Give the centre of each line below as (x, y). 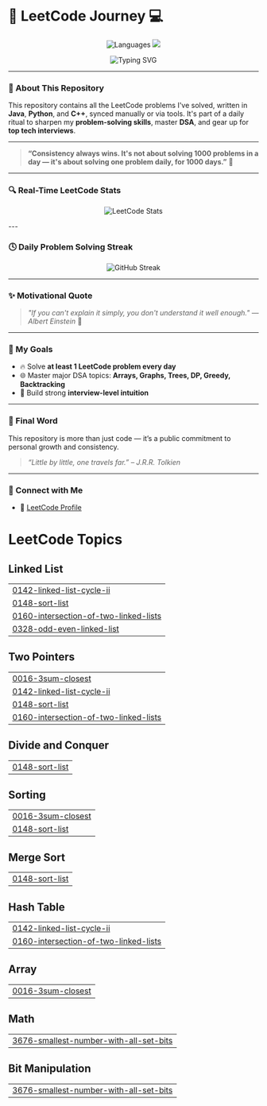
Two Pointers (42, 657)
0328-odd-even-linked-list (66, 629)
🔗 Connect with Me (46, 490)
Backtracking (43, 385)
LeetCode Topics (66, 540)
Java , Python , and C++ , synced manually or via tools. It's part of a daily (126, 114)
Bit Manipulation (50, 1069)
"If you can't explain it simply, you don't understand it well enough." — (143, 313)
